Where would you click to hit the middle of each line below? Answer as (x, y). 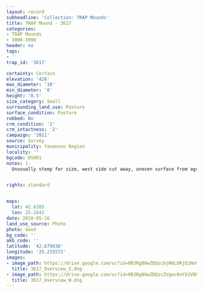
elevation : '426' (28, 79)
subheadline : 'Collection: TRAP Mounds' (58, 18)
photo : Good (21, 229)
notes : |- (19, 163)
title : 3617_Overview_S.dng (47, 269)
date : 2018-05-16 (28, 218)
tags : (13, 51)
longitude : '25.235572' (36, 252)
